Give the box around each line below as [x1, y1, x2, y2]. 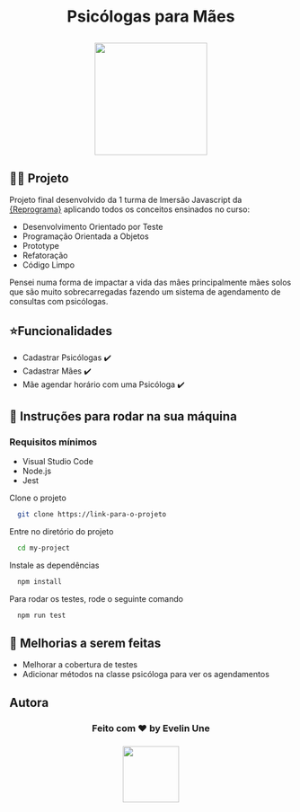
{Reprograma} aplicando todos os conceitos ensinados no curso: [9, 204, 250, 215]
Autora [9, 694, 49, 710]
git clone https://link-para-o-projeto [17, 509, 167, 518]
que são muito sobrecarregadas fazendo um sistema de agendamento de [9, 287, 281, 297]
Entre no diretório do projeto [9, 525, 114, 536]
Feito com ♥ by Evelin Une [92, 721, 210, 734]
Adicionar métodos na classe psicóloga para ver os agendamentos [22, 669, 269, 680]
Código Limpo [22, 260, 75, 270]
